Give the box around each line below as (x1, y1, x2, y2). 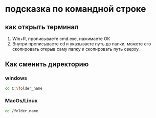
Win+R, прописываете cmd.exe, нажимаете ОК (12, 36, 111, 41)
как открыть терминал (5, 23, 79, 31)
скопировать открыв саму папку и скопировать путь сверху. (12, 46, 140, 52)
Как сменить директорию (5, 60, 89, 69)
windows (5, 75, 27, 81)
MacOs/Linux (5, 98, 38, 104)
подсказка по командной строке (5, 3, 146, 15)
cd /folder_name (5, 108, 38, 113)
